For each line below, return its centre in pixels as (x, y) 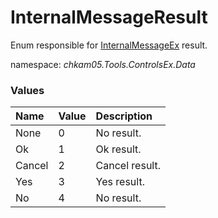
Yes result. (120, 182)
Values (27, 90)
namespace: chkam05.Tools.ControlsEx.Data (103, 64)
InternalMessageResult (109, 17)
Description (124, 116)
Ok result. (118, 149)
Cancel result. (128, 166)
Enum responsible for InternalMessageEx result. (109, 45)
